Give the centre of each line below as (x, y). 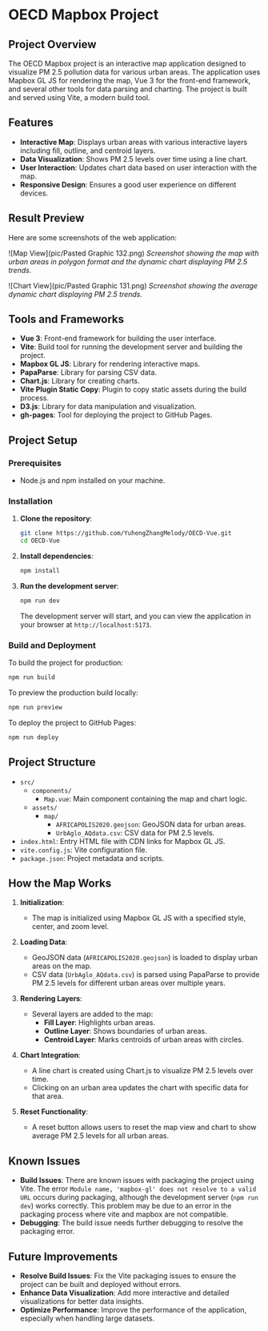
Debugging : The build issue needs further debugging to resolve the (132, 1223)
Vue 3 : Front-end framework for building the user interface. (118, 339)
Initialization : (42, 903)
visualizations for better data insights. (82, 1301)
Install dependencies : (56, 556)
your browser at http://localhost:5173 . (86, 624)
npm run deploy (34, 737)
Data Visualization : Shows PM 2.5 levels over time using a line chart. (134, 159)
